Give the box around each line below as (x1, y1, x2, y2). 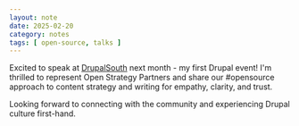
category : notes (9, 29, 70, 38)
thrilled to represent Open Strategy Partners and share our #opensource (9, 72, 275, 83)
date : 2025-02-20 (9, 21, 74, 30)
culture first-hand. (9, 108, 76, 119)
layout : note (9, 13, 58, 22)
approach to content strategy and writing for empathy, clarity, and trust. (9, 81, 273, 92)
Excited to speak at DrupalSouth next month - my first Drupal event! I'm (9, 63, 272, 73)
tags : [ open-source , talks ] (9, 38, 122, 47)
